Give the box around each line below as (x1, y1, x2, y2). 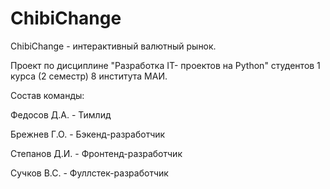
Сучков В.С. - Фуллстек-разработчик (10, 167, 169, 179)
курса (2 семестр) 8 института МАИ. (10, 70, 168, 82)
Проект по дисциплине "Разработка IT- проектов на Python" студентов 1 (10, 59, 321, 71)
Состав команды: (10, 89, 85, 101)
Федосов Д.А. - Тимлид (10, 108, 112, 121)
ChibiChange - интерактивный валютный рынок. (10, 40, 217, 52)
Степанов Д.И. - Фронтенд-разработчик (10, 147, 183, 159)
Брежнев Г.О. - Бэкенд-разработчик (10, 128, 166, 140)
